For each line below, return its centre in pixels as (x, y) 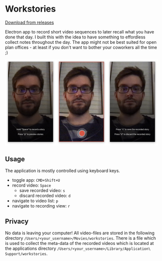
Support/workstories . (26, 254)
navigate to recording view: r (41, 206)
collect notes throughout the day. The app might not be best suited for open (81, 42)
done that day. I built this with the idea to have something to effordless (75, 37)
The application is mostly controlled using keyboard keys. (63, 171)
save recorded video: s (42, 191)
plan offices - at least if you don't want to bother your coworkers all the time (81, 47)
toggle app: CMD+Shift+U (36, 180)
